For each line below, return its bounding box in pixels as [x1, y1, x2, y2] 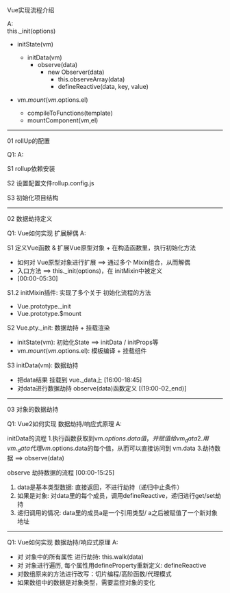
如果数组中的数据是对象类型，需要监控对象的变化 [16, 578, 155, 586]
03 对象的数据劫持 [7, 406, 59, 413]
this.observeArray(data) [57, 75, 125, 83]
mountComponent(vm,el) [27, 116, 99, 124]
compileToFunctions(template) [27, 109, 113, 117]
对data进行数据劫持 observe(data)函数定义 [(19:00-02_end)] [16, 384, 187, 392]
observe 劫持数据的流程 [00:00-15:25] [7, 468, 115, 477]
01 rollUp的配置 [7, 137, 50, 145]
